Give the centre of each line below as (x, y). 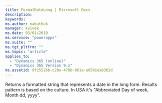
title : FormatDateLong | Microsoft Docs (48, 10)
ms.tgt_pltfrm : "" (24, 47)
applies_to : (17, 56)
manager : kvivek (22, 28)
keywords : (15, 19)
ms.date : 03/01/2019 (27, 33)
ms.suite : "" (19, 42)
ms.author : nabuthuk (27, 24)
